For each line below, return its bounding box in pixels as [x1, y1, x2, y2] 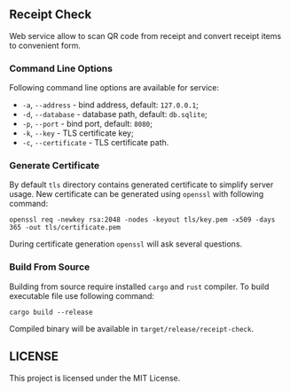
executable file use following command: [9, 290, 155, 301]
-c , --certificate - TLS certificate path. [21, 137, 169, 148]
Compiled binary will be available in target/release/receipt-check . [9, 323, 255, 333]
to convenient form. [9, 40, 82, 51]
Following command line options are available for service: [9, 82, 220, 93]
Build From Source [9, 261, 90, 273]
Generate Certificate [9, 160, 100, 172]
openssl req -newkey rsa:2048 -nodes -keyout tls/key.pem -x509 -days [9, 216, 276, 224]
